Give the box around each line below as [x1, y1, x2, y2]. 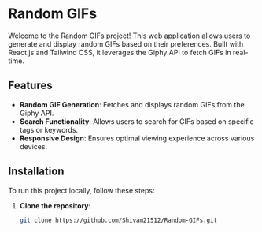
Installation [8, 165, 65, 178]
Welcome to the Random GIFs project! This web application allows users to [8, 31, 251, 40]
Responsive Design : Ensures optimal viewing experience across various [19, 133, 255, 143]
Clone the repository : [19, 200, 91, 210]
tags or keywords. [19, 125, 79, 134]
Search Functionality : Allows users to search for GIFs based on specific [19, 116, 254, 126]
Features [8, 79, 53, 92]
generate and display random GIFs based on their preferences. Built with [8, 39, 244, 48]
